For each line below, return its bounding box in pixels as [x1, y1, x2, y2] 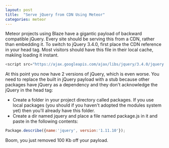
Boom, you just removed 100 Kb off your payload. [5, 137, 109, 143]
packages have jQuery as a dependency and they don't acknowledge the [5, 82, 158, 88]
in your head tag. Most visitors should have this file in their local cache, [5, 46, 153, 53]
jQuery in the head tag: [5, 87, 53, 93]
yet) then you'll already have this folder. [12, 108, 95, 114]
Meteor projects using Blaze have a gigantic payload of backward [5, 31, 142, 37]
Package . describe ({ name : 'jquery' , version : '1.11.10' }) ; [5, 128, 125, 133]
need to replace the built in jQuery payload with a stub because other [5, 76, 150, 82]
